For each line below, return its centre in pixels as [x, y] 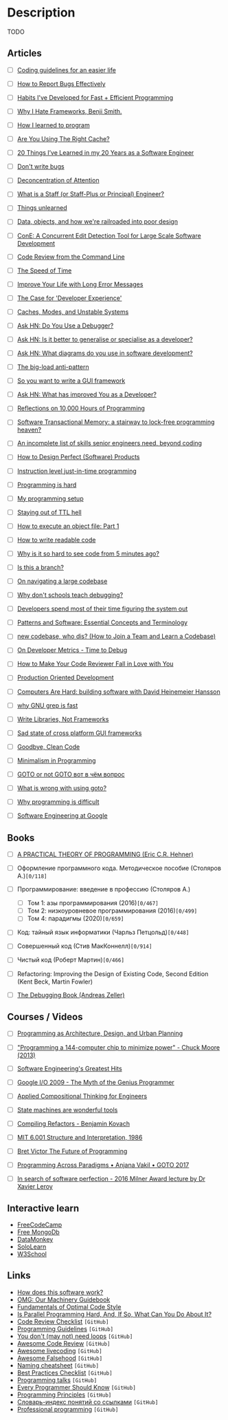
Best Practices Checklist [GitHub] [65, 1373]
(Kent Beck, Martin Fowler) [55, 982]
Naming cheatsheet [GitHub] [58, 1365]
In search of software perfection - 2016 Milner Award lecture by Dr [111, 1179]
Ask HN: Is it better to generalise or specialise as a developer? [105, 339]
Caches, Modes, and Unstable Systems [73, 312]
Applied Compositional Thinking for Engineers [82, 1096]
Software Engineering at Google [62, 816]
